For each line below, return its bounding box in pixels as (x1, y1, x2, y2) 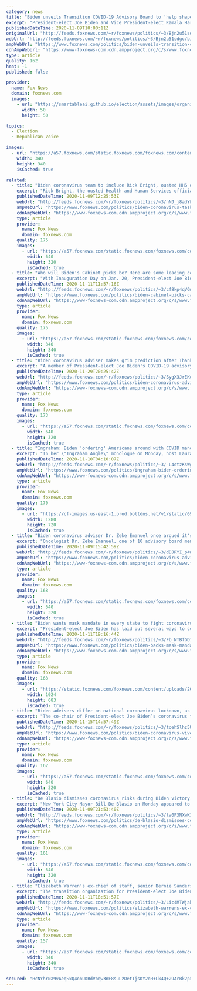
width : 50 (21, 107, 46, 112)
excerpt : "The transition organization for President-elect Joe (16, 889, 177, 895)
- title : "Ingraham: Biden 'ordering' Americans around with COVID (11, 445, 180, 451)
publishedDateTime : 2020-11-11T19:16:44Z (16, 631, 119, 638)
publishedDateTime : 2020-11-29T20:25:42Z (16, 369, 119, 374)
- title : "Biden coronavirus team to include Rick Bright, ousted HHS (11, 183, 188, 188)
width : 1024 (27, 691, 57, 698)
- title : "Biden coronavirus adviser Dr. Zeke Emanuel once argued (11, 533, 180, 539)
